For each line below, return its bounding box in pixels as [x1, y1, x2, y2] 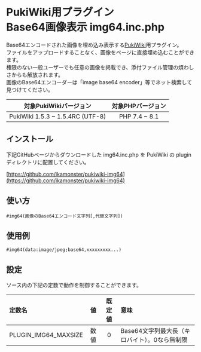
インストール [6, 134, 54, 144]
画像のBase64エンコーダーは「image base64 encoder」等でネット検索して [6, 78, 193, 85]
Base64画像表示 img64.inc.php [6, 20, 165, 34]
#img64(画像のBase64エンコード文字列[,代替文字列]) [6, 213, 123, 219]
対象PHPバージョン [111, 102, 166, 110]
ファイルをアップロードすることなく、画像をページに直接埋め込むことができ [6, 48, 195, 56]
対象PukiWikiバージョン [23, 102, 92, 110]
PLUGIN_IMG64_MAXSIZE [9, 331, 84, 339]
